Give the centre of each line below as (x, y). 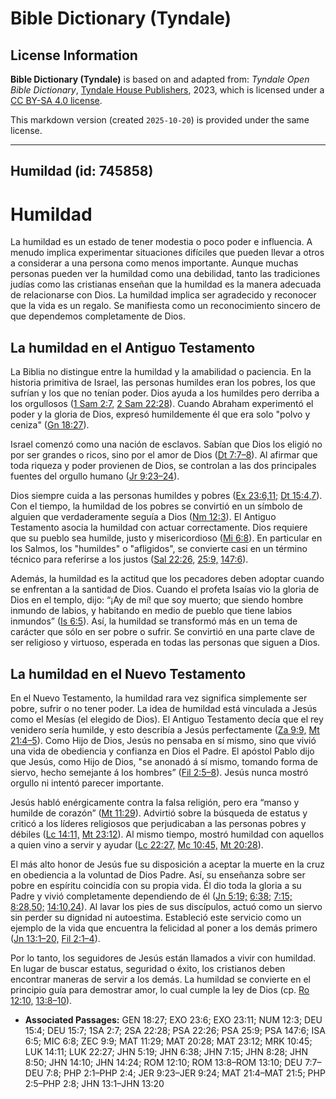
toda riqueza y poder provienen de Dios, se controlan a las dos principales (163, 466)
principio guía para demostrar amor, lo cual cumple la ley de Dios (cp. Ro (160, 989)
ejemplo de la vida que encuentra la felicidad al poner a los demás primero (164, 928)
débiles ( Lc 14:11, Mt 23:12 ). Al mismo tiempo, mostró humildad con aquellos (167, 834)
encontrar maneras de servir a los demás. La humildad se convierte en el (160, 979)
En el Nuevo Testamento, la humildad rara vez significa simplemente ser (159, 698)
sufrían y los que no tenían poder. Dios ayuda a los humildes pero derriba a (165, 393)
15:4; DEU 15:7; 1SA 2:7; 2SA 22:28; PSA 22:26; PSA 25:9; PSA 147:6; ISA (175, 1030)
